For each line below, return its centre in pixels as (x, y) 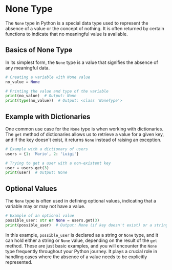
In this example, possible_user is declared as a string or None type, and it (82, 235)
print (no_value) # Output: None (41, 96)
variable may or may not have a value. (45, 206)
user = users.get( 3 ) (27, 168)
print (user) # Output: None (36, 173)
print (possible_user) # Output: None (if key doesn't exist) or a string (87, 225)
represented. (19, 262)
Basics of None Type (39, 50)
